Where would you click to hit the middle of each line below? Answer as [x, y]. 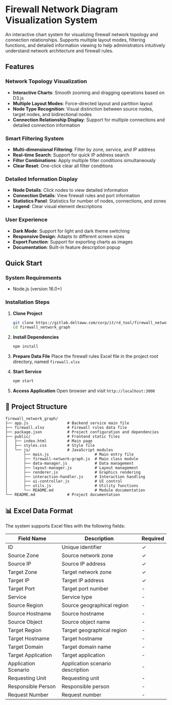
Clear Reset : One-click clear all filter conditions [63, 166]
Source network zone [87, 555]
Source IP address [83, 563]
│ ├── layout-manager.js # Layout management [72, 468]
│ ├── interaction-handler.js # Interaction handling [75, 476]
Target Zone [23, 572]
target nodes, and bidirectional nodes [52, 114]
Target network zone [86, 572]
